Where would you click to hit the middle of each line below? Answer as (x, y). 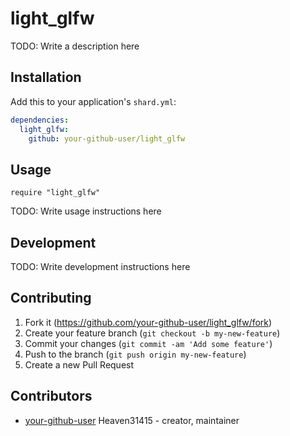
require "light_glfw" (55, 193)
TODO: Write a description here (75, 46)
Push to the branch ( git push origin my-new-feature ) (135, 354)
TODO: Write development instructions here (100, 266)
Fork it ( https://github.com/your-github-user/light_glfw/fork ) (148, 322)
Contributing (51, 298)
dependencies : (40, 120)
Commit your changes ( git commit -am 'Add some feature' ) (148, 343)
